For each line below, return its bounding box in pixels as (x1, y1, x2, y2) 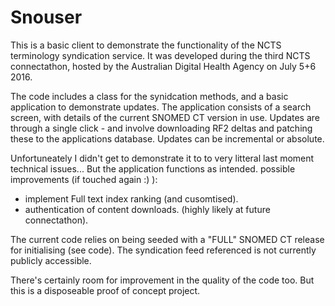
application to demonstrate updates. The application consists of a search (10, 101, 312, 113)
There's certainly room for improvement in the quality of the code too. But (10, 274, 315, 286)
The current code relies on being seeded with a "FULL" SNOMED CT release (10, 233, 325, 245)
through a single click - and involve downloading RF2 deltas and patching (10, 122, 313, 134)
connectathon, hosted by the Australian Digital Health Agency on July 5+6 (10, 60, 317, 72)
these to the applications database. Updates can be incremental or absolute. (10, 132, 325, 145)
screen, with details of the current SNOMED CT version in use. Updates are (10, 111, 320, 123)
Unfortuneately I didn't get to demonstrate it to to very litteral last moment (10, 152, 315, 164)
